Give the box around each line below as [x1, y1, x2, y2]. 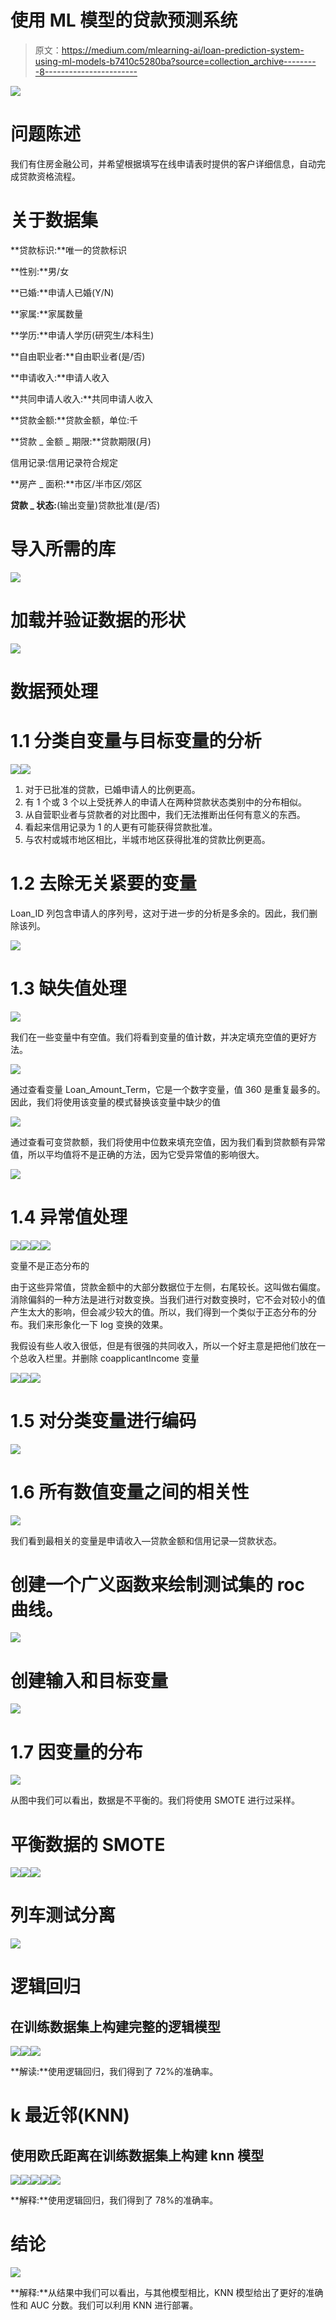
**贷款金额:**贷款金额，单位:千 [10, 414, 139, 426]
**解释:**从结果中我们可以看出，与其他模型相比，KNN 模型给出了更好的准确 [10, 2287, 324, 2299]
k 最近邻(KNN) [10, 2104, 130, 2127]
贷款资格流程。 [18, 170, 81, 182]
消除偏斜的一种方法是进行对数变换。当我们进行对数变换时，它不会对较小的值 [10, 1293, 326, 1305]
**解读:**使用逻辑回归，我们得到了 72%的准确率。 [10, 2066, 219, 2078]
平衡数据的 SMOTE [10, 1833, 166, 1856]
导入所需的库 [10, 538, 117, 560]
